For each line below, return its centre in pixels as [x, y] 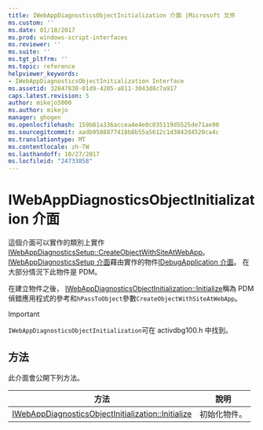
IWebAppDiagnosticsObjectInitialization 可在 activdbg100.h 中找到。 [121, 330]
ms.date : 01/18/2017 [42, 30]
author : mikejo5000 [40, 103]
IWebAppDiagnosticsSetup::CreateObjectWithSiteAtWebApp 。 [109, 253]
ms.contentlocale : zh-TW [49, 147]
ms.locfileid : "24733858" [50, 162]
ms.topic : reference [42, 67]
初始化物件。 [223, 414]
